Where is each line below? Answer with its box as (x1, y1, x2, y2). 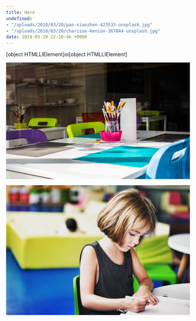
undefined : (6, 15, 33, 22)
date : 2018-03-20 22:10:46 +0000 (6, 34, 87, 40)
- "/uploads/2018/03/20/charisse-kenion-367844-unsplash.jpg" (6, 28, 160, 34)
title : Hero (6, 9, 35, 15)
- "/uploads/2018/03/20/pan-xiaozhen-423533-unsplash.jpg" (6, 22, 153, 27)
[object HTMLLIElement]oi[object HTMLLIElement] (6, 51, 127, 58)
